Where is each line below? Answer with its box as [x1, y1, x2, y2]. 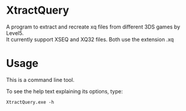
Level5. [6, 29, 24, 36]
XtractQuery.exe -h [6, 99, 54, 105]
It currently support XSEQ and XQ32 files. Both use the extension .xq [6, 36, 174, 43]
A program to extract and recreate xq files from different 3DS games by [6, 23, 181, 30]
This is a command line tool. [6, 76, 75, 83]
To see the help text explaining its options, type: [6, 87, 123, 95]
